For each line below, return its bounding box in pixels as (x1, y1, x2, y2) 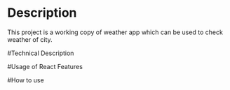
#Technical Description (7, 49, 74, 57)
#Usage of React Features (7, 62, 83, 70)
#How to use (7, 75, 44, 84)
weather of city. (7, 35, 53, 43)
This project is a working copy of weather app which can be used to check (7, 28, 223, 36)
